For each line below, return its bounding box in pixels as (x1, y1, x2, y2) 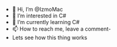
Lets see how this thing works (12, 34, 87, 41)
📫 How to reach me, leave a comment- (12, 25, 112, 33)
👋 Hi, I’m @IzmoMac (12, 6, 63, 13)
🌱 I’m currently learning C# (12, 19, 80, 25)
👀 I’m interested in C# (12, 12, 66, 19)
